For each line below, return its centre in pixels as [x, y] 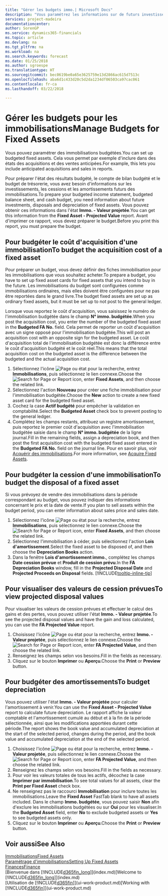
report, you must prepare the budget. [43, 226]
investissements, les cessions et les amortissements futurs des [70, 189]
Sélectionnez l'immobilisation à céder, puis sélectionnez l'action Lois [83, 541]
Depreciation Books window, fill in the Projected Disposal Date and [82, 568]
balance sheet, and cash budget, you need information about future [75, 200]
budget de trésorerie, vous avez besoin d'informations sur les [68, 184]
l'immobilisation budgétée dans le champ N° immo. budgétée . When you [79, 317]
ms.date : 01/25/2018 [27, 61]
